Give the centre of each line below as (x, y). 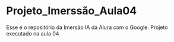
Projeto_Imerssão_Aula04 (72, 11)
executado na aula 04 (33, 33)
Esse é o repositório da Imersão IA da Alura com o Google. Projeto (87, 27)
